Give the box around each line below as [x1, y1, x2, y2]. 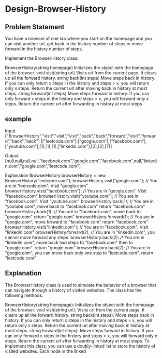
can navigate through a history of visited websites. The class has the [5, 287, 142, 293]
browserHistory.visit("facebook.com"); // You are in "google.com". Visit [5, 188, 147, 194]
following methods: [5, 292, 44, 298]
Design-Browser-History [5, 3, 106, 15]
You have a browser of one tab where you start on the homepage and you [5, 35, 152, 41]
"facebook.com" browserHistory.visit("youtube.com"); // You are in [5, 193, 139, 199]
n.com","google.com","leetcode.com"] [5, 163, 81, 169]
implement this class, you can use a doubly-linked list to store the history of [5, 343, 156, 349]
